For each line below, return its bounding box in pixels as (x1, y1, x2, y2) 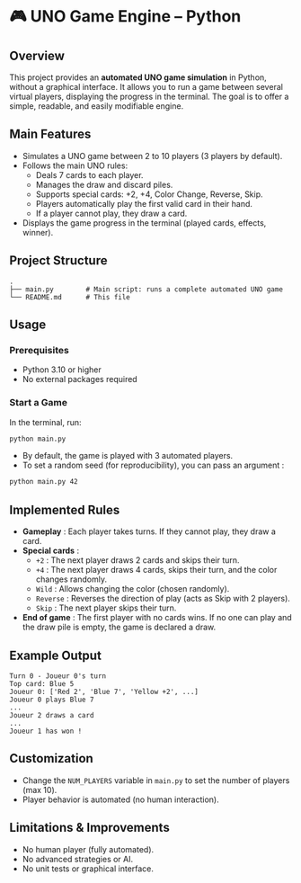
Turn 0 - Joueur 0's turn (9, 671, 106, 681)
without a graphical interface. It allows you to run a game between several (9, 82, 283, 92)
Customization (9, 751, 94, 766)
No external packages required (22, 374, 137, 385)
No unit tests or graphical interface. (22, 863, 155, 874)
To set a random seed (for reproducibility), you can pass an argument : (22, 459, 285, 471)
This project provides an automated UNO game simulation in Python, (9, 72, 267, 83)
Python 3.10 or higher (22, 364, 102, 375)
